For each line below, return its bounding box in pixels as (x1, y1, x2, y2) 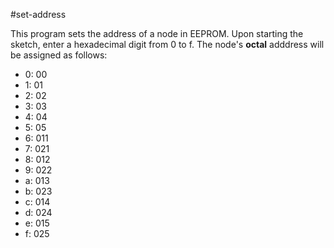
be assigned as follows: (10, 49, 108, 61)
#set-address (10, 9, 67, 20)
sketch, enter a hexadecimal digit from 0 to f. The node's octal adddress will (10, 39, 325, 50)
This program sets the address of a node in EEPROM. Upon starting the (10, 28, 304, 39)
